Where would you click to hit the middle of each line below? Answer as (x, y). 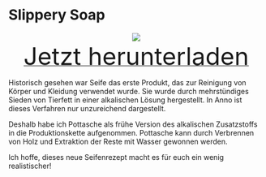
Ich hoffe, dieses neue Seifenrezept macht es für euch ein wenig (116, 157)
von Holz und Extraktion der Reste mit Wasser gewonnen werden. (118, 141)
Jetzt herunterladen (136, 56)
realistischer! (30, 166)
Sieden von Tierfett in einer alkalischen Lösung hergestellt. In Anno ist (125, 100)
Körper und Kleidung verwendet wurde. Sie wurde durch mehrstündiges (129, 91)
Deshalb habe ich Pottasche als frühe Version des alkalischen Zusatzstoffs (133, 124)
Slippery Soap (57, 15)
